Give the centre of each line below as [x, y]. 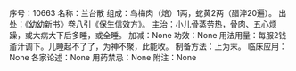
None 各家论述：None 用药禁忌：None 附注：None [103, 57]
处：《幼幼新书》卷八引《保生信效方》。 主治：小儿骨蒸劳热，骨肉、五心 [139, 24]
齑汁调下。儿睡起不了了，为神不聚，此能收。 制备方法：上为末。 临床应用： [148, 46]
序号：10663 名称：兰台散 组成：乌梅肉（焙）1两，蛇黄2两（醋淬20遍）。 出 [148, 13]
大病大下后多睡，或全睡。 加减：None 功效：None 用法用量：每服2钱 [160, 35]
